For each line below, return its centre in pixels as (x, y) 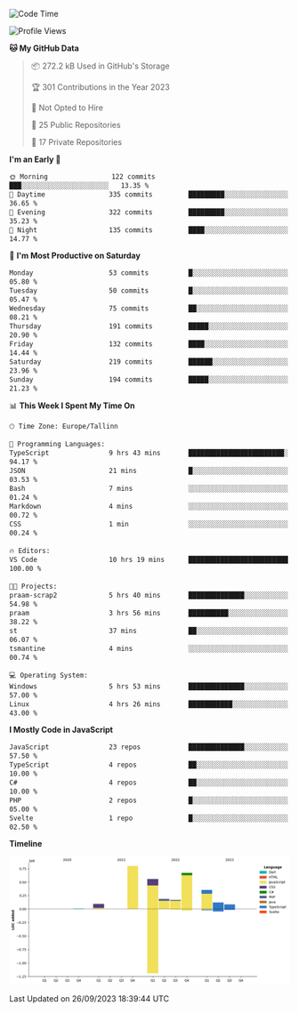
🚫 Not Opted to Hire (67, 108)
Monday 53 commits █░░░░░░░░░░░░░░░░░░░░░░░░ (149, 273)
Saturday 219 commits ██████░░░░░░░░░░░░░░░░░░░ (149, 362)
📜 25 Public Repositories (76, 125)
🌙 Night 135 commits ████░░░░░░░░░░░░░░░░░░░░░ (149, 230)
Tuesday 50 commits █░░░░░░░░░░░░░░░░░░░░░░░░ (149, 291)
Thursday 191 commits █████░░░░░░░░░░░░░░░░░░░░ (149, 326)
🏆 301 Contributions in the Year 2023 (101, 87)
